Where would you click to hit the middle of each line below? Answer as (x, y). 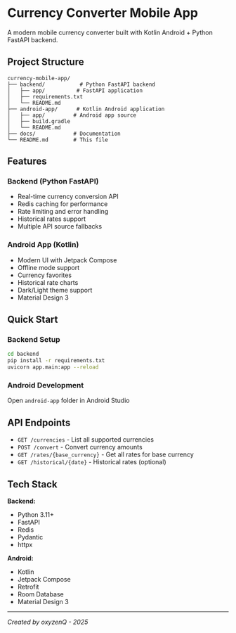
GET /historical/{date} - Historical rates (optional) (92, 462)
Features (27, 161)
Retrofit (28, 587)
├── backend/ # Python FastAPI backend (81, 84)
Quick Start (33, 320)
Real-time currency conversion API (68, 197)
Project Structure (46, 62)
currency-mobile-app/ (39, 78)
